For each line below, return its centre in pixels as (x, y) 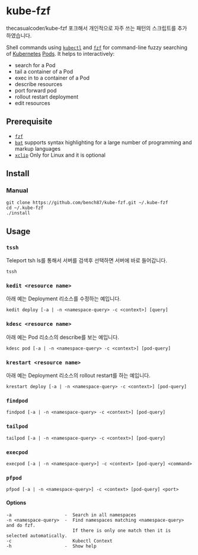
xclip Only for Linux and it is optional (60, 155)
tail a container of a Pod (44, 71)
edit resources (32, 103)
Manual (17, 191)
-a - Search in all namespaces (71, 515)
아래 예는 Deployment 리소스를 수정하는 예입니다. (64, 299)
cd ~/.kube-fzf (25, 208)
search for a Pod (35, 65)
